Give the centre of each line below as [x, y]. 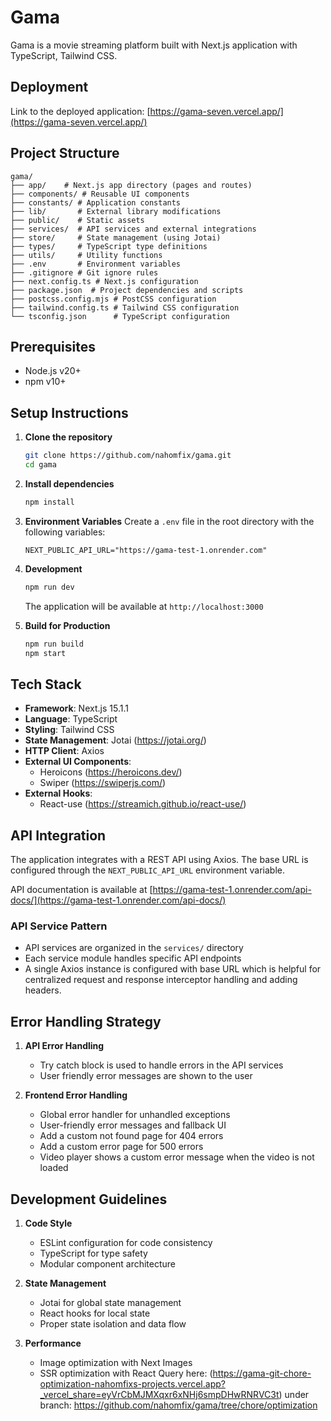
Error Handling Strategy [86, 1021]
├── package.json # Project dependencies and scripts [127, 290]
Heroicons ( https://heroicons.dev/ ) [111, 772]
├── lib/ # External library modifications [116, 211]
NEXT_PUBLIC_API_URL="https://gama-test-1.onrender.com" [146, 550]
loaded [54, 1168]
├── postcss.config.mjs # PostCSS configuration [113, 299]
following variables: [65, 532]
